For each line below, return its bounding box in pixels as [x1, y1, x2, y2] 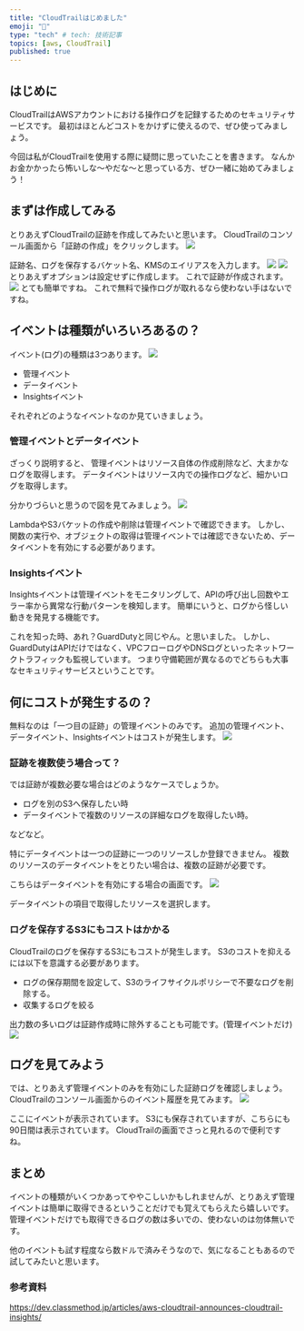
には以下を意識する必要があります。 [9, 957, 144, 968]
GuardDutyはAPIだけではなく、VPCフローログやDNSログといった [9, 642, 256, 653]
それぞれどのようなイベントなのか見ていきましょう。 [9, 410, 209, 421]
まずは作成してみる [9, 203, 117, 218]
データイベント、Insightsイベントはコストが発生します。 [9, 731, 221, 742]
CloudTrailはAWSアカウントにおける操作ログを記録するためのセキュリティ [9, 108, 288, 119]
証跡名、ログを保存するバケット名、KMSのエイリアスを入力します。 [9, 259, 265, 270]
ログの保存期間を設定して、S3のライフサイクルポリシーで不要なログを [22, 976, 286, 987]
